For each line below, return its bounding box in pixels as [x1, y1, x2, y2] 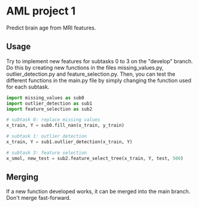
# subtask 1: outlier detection [6, 134, 87, 140]
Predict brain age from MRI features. [6, 24, 97, 31]
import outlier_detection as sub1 [6, 100, 93, 107]
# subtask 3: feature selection [6, 149, 87, 156]
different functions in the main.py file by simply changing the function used [6, 76, 192, 84]
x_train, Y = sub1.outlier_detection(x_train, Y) [6, 139, 133, 145]
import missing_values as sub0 [6, 94, 85, 100]
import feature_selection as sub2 [6, 106, 93, 112]
